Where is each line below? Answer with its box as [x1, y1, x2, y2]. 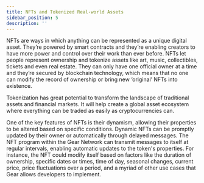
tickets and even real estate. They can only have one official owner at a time [6, 63, 197, 70]
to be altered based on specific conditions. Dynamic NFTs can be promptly [6, 126, 194, 133]
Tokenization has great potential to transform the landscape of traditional [6, 94, 189, 101]
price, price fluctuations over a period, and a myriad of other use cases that [6, 164, 196, 171]
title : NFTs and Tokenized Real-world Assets [6, 9, 124, 15]
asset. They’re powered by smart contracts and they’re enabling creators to [6, 43, 196, 51]
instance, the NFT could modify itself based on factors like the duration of [6, 151, 192, 159]
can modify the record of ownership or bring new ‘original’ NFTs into [6, 76, 178, 83]
